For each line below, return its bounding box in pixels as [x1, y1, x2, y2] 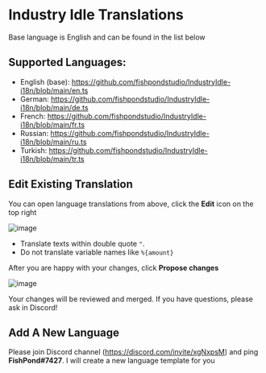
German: [19, 94, 50, 104]
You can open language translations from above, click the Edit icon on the [8, 199, 254, 209]
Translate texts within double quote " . [19, 238, 145, 248]
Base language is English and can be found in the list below [8, 32, 206, 42]
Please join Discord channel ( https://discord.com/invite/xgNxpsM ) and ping [8, 347, 259, 357]
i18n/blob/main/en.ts [19, 85, 89, 95]
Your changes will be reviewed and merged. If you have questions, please [8, 294, 254, 304]
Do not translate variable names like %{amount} [19, 247, 174, 257]
